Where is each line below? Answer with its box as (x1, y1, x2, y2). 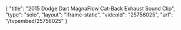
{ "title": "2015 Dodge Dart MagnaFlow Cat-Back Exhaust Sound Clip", (5, 5, 175, 12)
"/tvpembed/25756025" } (5, 18, 68, 24)
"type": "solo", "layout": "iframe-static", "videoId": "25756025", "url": (5, 11, 173, 18)
